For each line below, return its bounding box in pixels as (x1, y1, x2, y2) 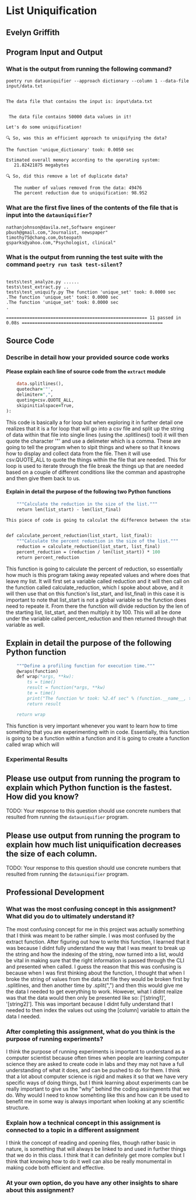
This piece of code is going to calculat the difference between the (6, 517, 179, 523)
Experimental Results (6, 755, 68, 764)
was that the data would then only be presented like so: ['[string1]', (6, 994, 166, 1001)
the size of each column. (6, 849, 97, 859)
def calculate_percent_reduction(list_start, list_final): (6, 533, 153, 539)
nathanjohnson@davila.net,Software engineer (6, 224, 116, 230)
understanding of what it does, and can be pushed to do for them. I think (6, 1067, 181, 1074)
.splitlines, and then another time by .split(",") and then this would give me (6, 982, 183, 989)
